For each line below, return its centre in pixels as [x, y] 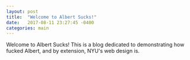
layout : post [22, 11]
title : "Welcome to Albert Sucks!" [51, 17]
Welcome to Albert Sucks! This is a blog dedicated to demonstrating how [95, 45]
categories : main [28, 28]
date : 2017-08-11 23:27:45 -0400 [50, 22]
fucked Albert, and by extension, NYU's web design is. [73, 51]
